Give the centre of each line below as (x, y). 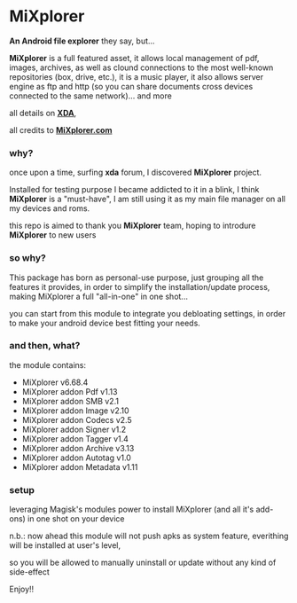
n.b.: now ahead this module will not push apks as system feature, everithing (149, 536)
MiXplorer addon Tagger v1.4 (75, 439)
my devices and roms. (50, 208)
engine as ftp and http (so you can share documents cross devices (131, 86)
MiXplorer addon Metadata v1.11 (80, 466)
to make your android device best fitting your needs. (105, 323)
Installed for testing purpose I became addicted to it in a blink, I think (134, 190)
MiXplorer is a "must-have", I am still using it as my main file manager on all (148, 199)
